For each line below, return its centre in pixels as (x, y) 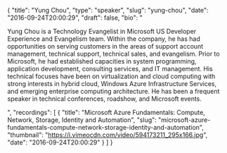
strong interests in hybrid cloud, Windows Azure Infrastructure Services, (112, 84)
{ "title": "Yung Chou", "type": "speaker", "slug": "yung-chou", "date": (108, 10)
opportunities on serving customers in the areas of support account (105, 46)
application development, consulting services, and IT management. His (110, 69)
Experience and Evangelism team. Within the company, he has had (104, 39)
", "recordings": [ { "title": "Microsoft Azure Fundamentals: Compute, (106, 112)
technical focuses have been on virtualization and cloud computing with (111, 76)
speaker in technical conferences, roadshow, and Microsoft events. (105, 99)
